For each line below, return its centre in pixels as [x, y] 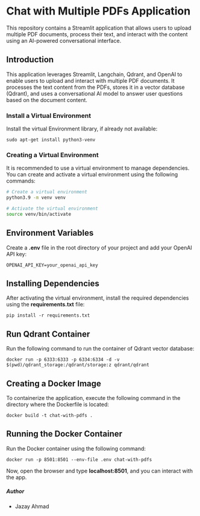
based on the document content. [47, 100]
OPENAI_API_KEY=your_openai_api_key [52, 265]
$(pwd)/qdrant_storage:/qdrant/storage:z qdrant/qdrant [78, 365]
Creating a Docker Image [54, 383]
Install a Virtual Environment [49, 115]
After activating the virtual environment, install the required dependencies [98, 298]
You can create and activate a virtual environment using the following [92, 175]
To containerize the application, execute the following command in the [93, 398]
